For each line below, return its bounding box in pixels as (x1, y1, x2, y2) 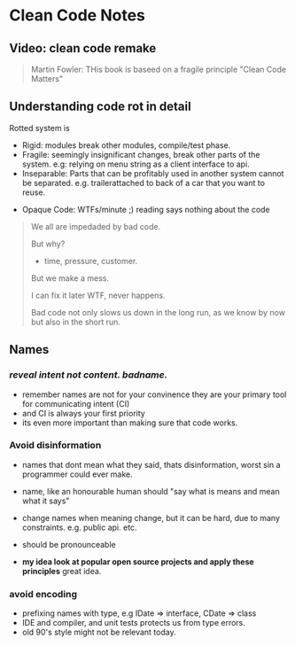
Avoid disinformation (9, 440, 102, 452)
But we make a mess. (30, 272, 109, 284)
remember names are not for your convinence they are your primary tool (21, 389, 287, 400)
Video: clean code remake (9, 41, 157, 56)
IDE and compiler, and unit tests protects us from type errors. (21, 618, 246, 628)
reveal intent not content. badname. (9, 369, 168, 381)
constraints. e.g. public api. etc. (21, 522, 137, 533)
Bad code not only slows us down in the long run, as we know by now (30, 307, 286, 317)
